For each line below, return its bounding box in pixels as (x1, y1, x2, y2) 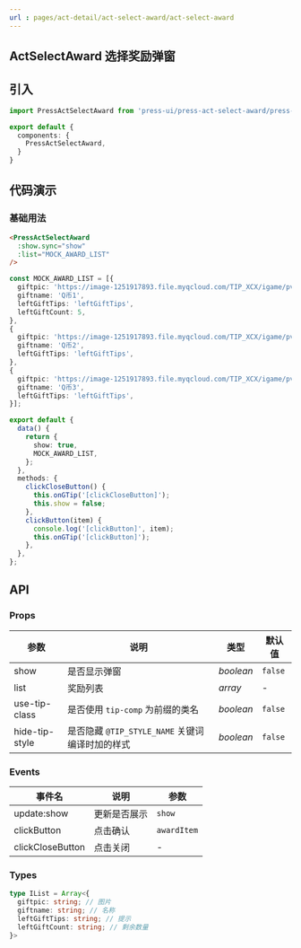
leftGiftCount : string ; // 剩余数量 (17, 922, 150, 932)
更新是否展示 (93, 808, 149, 820)
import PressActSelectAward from (9, 106, 134, 115)
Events (9, 765, 40, 777)
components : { (17, 131, 70, 140)
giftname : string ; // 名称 (17, 906, 116, 916)
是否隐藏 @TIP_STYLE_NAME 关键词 (66, 724, 204, 737)
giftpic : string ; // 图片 (17, 898, 112, 907)
